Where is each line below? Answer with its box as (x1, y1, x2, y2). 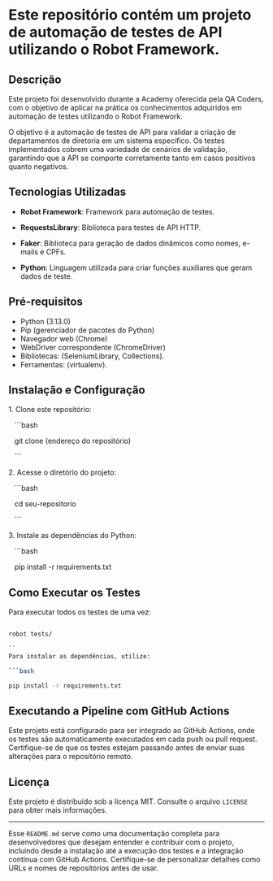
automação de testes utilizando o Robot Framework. (8, 111, 183, 121)
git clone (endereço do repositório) (14, 436, 132, 446)
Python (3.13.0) (19, 316, 71, 326)
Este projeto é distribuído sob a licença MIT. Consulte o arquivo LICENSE (8, 796, 249, 806)
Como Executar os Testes (8, 585, 141, 599)
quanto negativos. (8, 162, 69, 171)
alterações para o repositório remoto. (8, 752, 133, 762)
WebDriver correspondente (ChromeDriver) (19, 342, 167, 352)
